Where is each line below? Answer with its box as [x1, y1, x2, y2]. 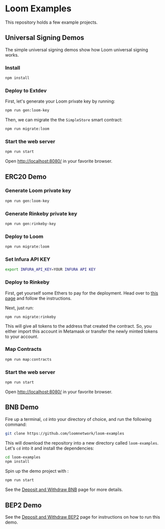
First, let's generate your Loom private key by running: [5, 98, 115, 104]
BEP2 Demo [5, 501, 42, 509]
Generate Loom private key [5, 187, 71, 194]
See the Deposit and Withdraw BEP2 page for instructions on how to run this [5, 514, 160, 520]
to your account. [5, 334, 38, 340]
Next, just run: [5, 304, 34, 311]
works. [5, 52, 19, 58]
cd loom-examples [5, 454, 41, 459]
